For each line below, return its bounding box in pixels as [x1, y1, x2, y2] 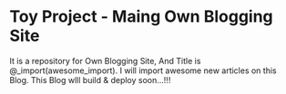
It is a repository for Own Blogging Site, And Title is [9, 55, 201, 66]
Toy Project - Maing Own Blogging [9, 6, 273, 27]
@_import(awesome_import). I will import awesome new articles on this [9, 65, 277, 76]
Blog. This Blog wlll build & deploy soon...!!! [9, 74, 171, 85]
